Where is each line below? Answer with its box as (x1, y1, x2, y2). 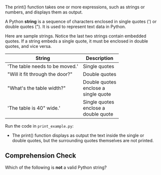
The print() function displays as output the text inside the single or (12, 132, 145, 138)
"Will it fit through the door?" (7, 71, 73, 77)
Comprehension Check (5, 152, 77, 160)
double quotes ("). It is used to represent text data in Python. (5, 24, 126, 29)
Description (85, 55, 114, 61)
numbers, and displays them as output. (5, 9, 83, 15)
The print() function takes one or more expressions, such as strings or (5, 4, 145, 10)
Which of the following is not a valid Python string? (5, 164, 107, 170)
